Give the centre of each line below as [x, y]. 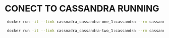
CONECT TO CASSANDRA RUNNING [82, 9]
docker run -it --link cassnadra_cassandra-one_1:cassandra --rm [77, 22]
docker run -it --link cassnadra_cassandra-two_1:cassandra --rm [77, 31]
